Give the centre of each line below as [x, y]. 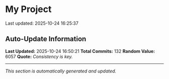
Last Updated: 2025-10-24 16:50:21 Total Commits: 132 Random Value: [80, 51]
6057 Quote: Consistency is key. [39, 56]
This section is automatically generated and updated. [61, 71]
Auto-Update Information [46, 39]
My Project [28, 9]
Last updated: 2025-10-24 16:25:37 [42, 23]
